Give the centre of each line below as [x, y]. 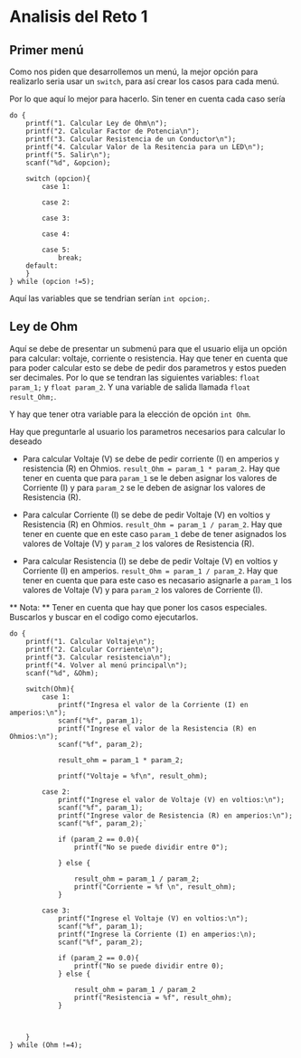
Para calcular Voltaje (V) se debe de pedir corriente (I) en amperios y [151, 458]
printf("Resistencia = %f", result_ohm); [153, 997]
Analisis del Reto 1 [79, 17]
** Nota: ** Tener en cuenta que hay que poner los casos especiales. [138, 607]
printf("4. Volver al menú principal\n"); [107, 665]
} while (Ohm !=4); [46, 1045]
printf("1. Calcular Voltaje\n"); [90, 641]
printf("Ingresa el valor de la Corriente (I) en [153, 704]
